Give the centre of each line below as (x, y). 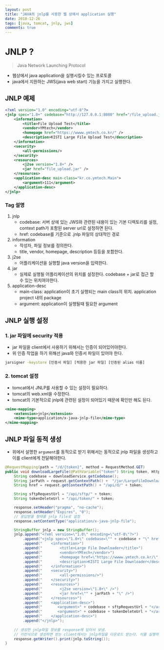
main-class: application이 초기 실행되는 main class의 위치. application (88, 292)
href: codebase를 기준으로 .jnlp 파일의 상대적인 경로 (70, 234)
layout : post (18, 10)
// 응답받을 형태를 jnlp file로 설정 (47, 516)
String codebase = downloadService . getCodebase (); (66, 476)
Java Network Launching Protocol (51, 65)
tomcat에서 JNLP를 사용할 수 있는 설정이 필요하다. (60, 388)
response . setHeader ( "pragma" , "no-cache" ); (59, 508)
